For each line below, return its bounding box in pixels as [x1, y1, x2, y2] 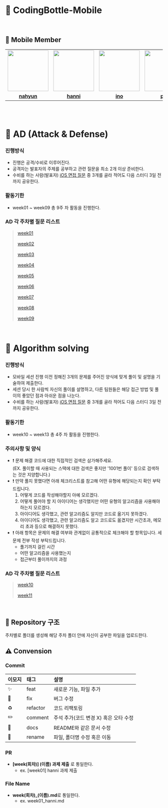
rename [26, 733, 45, 740]
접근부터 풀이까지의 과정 [19, 556, 67, 562]
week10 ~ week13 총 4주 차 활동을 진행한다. [12, 431, 100, 437]
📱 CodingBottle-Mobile [5, 5, 102, 16]
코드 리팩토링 [53, 705, 83, 712]
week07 [17, 294, 34, 300]
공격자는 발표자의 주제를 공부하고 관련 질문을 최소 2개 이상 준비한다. [12, 166, 145, 172]
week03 [17, 251, 34, 257]
